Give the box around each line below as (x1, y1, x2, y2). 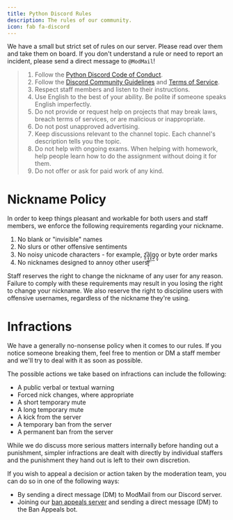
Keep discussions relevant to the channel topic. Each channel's (34, 130, 216, 138)
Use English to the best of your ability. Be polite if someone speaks (34, 93, 227, 101)
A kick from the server (17, 413, 81, 422)
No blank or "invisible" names (17, 235, 103, 244)
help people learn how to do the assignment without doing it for (34, 152, 217, 160)
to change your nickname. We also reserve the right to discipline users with (7, 286, 223, 295)
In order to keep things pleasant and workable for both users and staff (7, 214, 209, 223)
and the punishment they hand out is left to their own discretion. (7, 456, 191, 464)
